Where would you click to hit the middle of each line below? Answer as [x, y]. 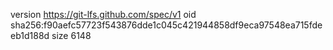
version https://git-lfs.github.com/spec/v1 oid [103, 14]
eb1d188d [30, 35]
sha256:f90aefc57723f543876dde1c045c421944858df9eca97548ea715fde [166, 25]
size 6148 [71, 35]
